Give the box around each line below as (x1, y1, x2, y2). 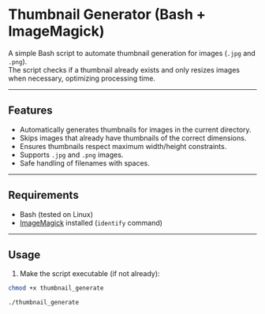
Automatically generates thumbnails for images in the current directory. (19, 125, 252, 134)
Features (8, 104, 53, 118)
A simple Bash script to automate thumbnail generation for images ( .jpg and (8, 48, 256, 58)
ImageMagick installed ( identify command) (19, 218, 163, 227)
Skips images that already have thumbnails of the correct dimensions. (19, 133, 247, 143)
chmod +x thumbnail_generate (8, 284, 104, 293)
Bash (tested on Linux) (19, 209, 93, 219)
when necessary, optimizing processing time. (8, 73, 156, 83)
